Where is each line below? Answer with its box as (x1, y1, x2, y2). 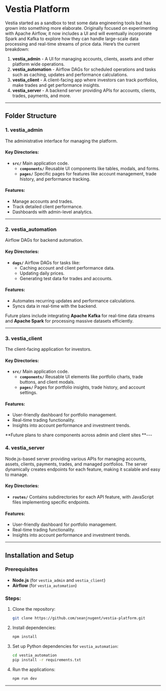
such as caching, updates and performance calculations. (12, 71, 128, 77)
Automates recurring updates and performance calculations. (12, 297, 136, 303)
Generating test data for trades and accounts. (19, 275, 113, 281)
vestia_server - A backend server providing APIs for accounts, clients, (12, 87, 157, 93)
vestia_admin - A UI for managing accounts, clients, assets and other (12, 56, 154, 61)
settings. (19, 390, 38, 396)
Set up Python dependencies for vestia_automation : (12, 643, 119, 649)
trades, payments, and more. (12, 93, 71, 99)
